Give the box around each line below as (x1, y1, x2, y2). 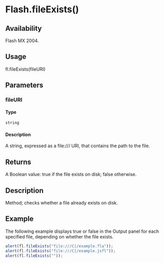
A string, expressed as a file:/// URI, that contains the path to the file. (5, 143, 150, 149)
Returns (5, 157, 32, 166)
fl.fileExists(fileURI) (5, 66, 46, 72)
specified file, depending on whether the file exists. (5, 233, 114, 239)
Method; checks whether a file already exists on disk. (5, 200, 118, 206)
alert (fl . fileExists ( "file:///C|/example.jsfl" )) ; (5, 248, 116, 253)
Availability (5, 24, 42, 33)
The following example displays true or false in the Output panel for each (5, 228, 159, 234)
